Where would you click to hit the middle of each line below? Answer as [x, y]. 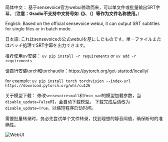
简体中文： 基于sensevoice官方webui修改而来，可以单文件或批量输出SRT [80, 7]
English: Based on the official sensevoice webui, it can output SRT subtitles [82, 23]
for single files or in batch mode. [38, 29]
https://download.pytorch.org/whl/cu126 [48, 86]
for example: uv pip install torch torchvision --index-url [68, 81]
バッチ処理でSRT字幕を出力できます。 [48, 45]
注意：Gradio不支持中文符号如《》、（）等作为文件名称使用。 [77, 13]
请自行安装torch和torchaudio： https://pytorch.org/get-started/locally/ [77, 71]
